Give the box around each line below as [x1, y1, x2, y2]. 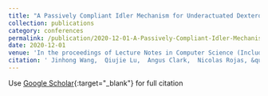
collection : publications [8, 19, 94, 27]
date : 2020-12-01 [8, 42, 66, 50]
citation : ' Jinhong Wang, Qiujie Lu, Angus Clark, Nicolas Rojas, [8, 57, 248, 65]
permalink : [8, 34, 45, 42]
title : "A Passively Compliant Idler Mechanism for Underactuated [8, 11, 234, 20]
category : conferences [8, 26, 84, 34]
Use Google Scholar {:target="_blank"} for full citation [8, 78, 183, 88]
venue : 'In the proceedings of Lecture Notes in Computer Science [8, 49, 234, 57]
